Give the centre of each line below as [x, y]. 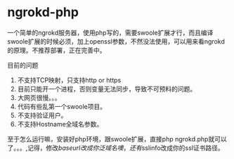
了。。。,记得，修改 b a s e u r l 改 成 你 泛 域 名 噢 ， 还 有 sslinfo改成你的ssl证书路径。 [116, 148]
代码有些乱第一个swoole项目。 [62, 106]
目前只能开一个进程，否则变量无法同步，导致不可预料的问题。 [107, 89]
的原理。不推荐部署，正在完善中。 [57, 50]
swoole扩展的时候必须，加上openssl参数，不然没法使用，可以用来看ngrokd [116, 41]
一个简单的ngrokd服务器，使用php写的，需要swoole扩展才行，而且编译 [110, 32]
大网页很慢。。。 [39, 97]
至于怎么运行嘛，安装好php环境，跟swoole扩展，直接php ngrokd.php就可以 [117, 139]
